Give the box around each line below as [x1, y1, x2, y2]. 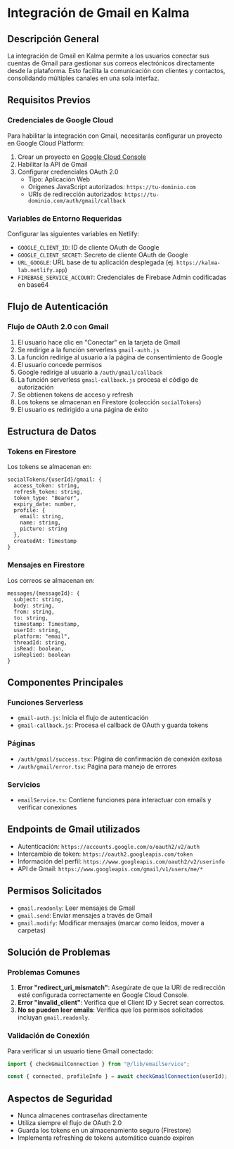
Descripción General [7, 33, 100, 45]
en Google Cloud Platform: [7, 139, 84, 147]
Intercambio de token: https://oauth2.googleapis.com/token [17, 849, 193, 858]
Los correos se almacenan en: [7, 576, 95, 584]
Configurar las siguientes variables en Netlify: [7, 229, 139, 238]
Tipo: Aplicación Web [27, 174, 90, 184]
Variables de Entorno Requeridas [7, 213, 122, 223]
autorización [17, 383, 54, 391]
